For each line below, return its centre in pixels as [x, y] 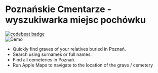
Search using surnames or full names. [52, 54]
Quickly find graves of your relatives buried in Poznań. [69, 49]
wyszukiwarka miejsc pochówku [75, 20]
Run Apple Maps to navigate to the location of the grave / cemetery [83, 65]
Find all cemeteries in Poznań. [44, 59]
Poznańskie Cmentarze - [58, 9]
